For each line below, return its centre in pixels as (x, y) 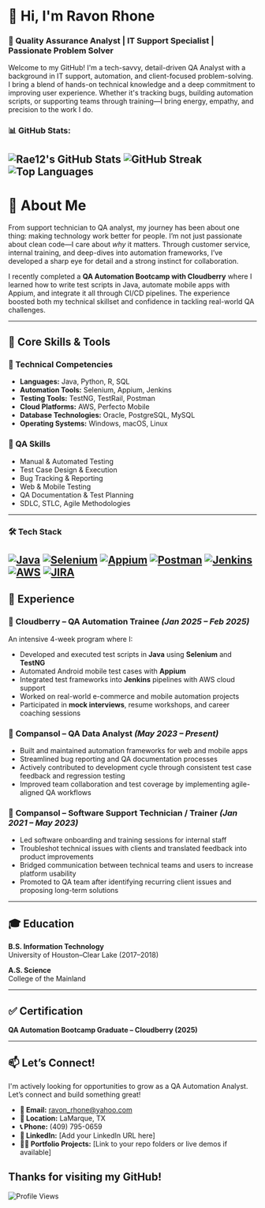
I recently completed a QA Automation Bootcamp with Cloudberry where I (130, 276)
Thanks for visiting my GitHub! (85, 1177)
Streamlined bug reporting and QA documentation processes (119, 759)
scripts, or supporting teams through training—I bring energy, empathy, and (131, 101)
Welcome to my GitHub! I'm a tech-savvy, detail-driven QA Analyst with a (127, 68)
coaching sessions (50, 713)
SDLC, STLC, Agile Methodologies (75, 503)
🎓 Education (41, 923)
